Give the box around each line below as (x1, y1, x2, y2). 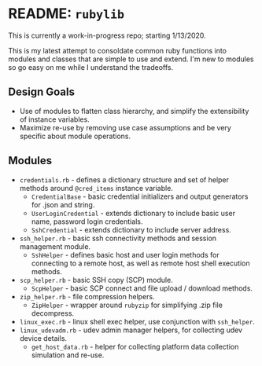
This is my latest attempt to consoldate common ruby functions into (8, 46, 227, 55)
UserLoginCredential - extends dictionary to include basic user (31, 208, 236, 218)
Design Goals (8, 86, 75, 99)
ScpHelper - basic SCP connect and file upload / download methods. (31, 284, 253, 293)
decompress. (31, 308, 75, 318)
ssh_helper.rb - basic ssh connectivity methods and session (19, 233, 217, 243)
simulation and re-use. (31, 350, 105, 360)
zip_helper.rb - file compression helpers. (19, 291, 155, 301)
